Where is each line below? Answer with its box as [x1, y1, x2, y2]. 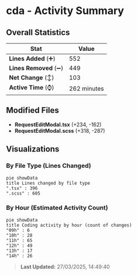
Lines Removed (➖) [9, 64, 63, 72]
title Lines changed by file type [6, 180, 91, 186]
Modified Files [6, 105, 60, 115]
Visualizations [6, 144, 60, 154]
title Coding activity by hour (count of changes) [6, 222, 132, 228]
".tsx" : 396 [6, 185, 38, 191]
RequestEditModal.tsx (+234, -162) [14, 121, 102, 128]
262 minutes [68, 84, 104, 92]
